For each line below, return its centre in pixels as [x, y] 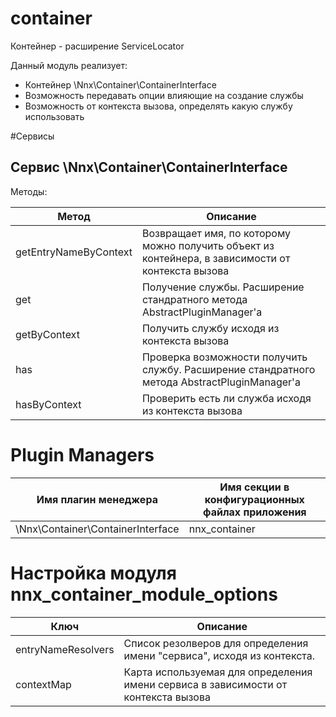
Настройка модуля [93, 573]
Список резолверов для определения [216, 643]
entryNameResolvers [65, 649]
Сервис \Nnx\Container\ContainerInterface [149, 167]
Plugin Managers [82, 454]
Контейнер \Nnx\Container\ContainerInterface [120, 84]
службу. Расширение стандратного [228, 369]
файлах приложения [255, 512]
